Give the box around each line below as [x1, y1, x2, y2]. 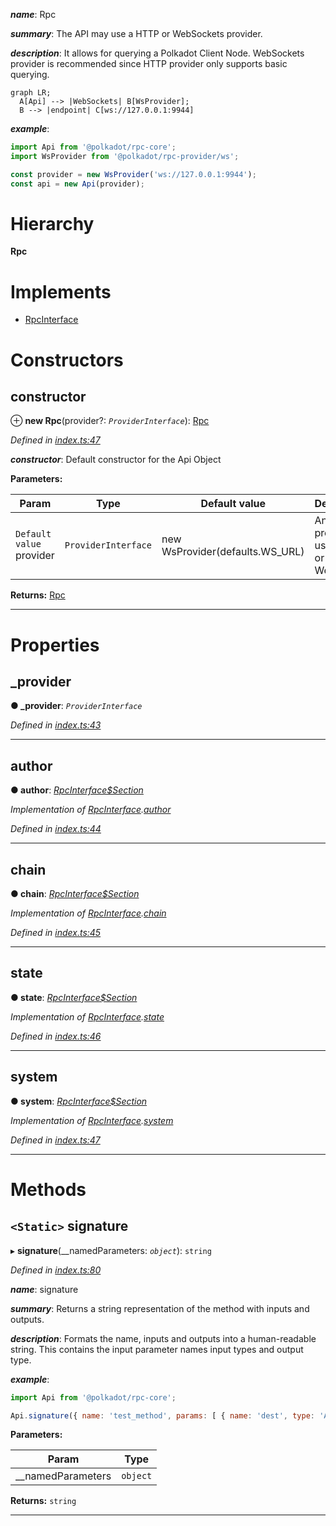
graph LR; [10, 88, 52, 98]
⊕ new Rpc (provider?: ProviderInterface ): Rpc [10, 415, 210, 427]
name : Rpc [10, 9, 57, 20]
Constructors [10, 349, 124, 371]
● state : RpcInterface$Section [10, 991, 138, 1003]
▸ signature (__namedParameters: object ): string [10, 1244, 212, 1256]
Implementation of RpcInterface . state [10, 1010, 165, 1023]
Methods [10, 1178, 87, 1201]
